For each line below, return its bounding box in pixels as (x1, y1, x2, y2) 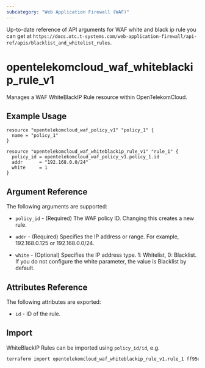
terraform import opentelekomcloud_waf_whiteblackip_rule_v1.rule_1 (6, 356, 184, 362)
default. (15, 264, 35, 272)
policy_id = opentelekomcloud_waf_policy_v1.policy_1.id (12, 154, 160, 160)
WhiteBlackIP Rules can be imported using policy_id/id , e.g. (6, 344, 160, 351)
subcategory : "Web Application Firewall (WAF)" (6, 9, 130, 15)
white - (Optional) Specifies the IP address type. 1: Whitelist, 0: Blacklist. (15, 251, 197, 259)
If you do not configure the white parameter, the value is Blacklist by (15, 258, 187, 265)
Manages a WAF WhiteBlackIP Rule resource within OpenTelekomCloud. (6, 93, 187, 101)
